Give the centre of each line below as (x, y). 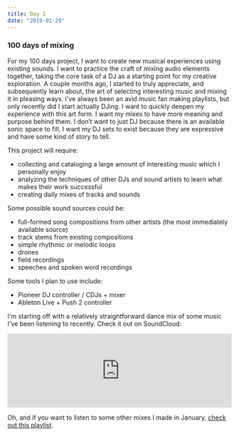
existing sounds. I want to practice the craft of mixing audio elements (108, 68)
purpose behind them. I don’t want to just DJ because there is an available (116, 121)
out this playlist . (31, 425)
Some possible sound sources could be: (66, 208)
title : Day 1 (27, 14)
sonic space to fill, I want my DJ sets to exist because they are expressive (116, 129)
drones (28, 252)
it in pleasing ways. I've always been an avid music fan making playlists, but (118, 99)
